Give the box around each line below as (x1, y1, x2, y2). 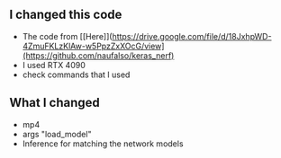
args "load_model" (22, 128, 92, 139)
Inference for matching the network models (22, 138, 184, 149)
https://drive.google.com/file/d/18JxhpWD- (112, 31, 272, 41)
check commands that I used (22, 69, 131, 80)
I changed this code (9, 7, 122, 22)
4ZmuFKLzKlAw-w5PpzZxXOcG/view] (22, 40, 165, 51)
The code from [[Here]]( (22, 31, 113, 41)
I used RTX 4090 (22, 59, 86, 70)
